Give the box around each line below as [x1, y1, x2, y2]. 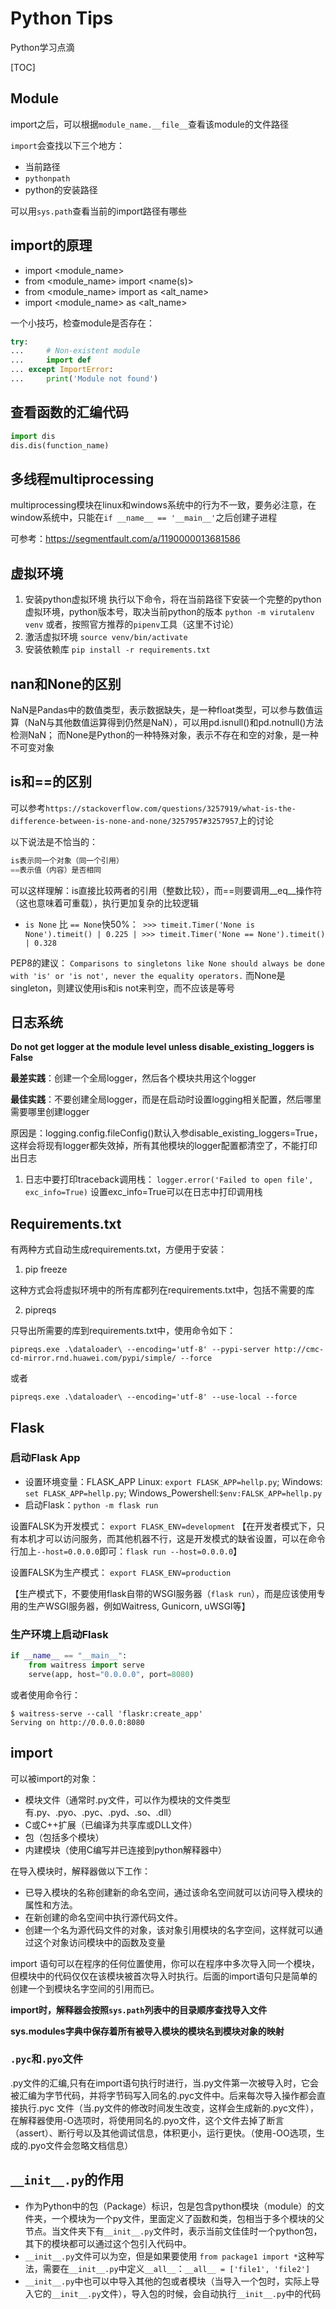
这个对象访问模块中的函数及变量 [33, 1936, 166, 1948]
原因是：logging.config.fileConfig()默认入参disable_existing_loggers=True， [10, 1127, 323, 1139]
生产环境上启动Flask [10, 1627, 109, 1641]
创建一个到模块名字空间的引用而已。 [10, 1982, 160, 1994]
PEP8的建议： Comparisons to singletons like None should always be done [10, 957, 325, 969]
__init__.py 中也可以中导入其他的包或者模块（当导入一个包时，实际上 [24, 2275, 312, 2287]
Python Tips [10, 7, 114, 30]
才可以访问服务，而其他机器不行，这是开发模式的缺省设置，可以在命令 [36, 1532, 326, 1544]
